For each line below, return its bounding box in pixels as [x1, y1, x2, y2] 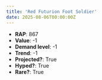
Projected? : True [14, 56, 57, 63]
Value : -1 [14, 37, 38, 44]
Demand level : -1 [14, 43, 58, 50]
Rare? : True [14, 68, 44, 75]
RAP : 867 [14, 30, 39, 37]
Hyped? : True [14, 62, 50, 69]
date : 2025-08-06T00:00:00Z [6, 14, 76, 20]
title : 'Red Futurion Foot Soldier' [6, 8, 97, 15]
